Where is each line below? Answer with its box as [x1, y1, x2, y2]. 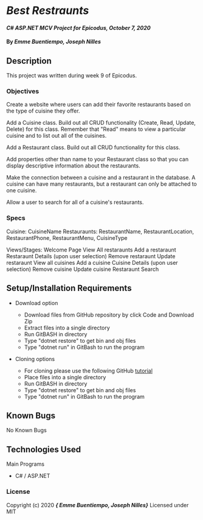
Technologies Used [6, 444, 81, 454]
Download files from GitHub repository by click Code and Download [24, 311, 194, 318]
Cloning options [15, 355, 55, 362]
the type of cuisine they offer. [6, 107, 80, 114]
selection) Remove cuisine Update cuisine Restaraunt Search [6, 265, 159, 273]
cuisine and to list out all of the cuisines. [6, 132, 107, 139]
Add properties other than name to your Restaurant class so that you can [6, 156, 189, 163]
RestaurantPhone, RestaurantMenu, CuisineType [6, 234, 128, 241]
